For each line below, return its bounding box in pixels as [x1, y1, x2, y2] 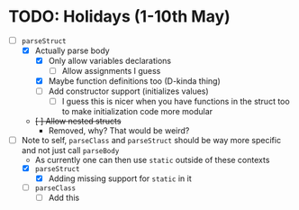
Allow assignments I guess [61, 65, 161, 76]
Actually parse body [34, 45, 110, 56]
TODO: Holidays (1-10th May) [8, 6, 231, 27]
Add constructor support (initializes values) [48, 86, 209, 96]
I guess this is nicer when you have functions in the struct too [61, 96, 290, 107]
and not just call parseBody [21, 145, 120, 156]
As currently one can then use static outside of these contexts [34, 155, 270, 166]
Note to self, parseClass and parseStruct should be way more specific [21, 135, 281, 146]
